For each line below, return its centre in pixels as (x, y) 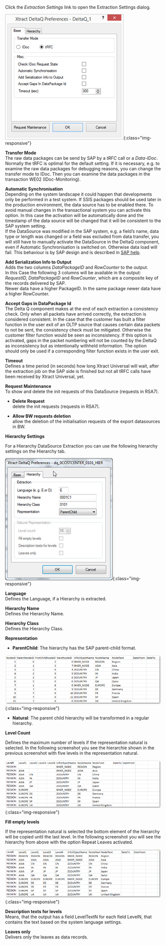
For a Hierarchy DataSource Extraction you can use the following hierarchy (81, 446)
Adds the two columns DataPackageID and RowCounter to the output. (77, 267)
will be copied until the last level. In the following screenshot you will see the (83, 836)
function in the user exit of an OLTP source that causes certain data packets (83, 325)
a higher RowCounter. (27, 294)
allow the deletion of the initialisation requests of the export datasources (86, 421)
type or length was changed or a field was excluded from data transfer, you (82, 236)
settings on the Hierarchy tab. (35, 451)
